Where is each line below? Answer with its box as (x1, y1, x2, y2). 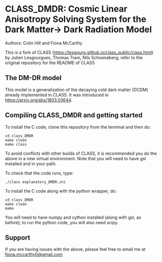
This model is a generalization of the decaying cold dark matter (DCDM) (5, 86, 148, 93)
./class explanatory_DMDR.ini (5, 180, 66, 184)
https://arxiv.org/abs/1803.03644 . (5, 97, 73, 103)
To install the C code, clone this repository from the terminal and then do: (5, 124, 151, 130)
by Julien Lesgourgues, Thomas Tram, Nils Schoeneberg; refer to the (5, 54, 143, 60)
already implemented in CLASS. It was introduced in (5, 92, 109, 98)
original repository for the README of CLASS (5, 60, 95, 65)
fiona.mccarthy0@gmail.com (5, 251, 63, 258)
